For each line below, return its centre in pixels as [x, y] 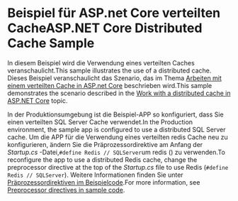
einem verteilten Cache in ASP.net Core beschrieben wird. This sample [110, 85]
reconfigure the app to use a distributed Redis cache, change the [102, 159]
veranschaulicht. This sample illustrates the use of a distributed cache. [109, 70]
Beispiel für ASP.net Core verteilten [114, 13]
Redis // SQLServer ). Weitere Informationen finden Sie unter [95, 175]
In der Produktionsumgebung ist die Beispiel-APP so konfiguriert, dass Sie [116, 114]
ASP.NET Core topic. [38, 100]
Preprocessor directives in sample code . [66, 190]
